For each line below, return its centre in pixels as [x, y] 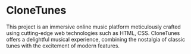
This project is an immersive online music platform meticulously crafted [94, 27]
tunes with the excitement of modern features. [63, 46]
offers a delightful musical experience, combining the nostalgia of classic [96, 39]
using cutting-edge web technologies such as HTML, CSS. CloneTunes [93, 33]
